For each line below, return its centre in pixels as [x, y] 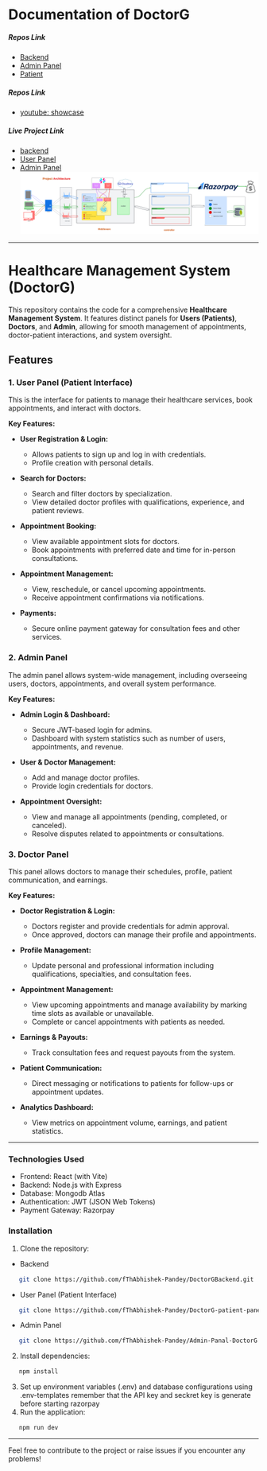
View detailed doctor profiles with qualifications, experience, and [138, 502]
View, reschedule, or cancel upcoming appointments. [119, 590]
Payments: [38, 613]
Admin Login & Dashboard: [65, 714]
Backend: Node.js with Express [70, 1185]
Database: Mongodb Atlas [62, 1193]
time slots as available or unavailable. [93, 1014]
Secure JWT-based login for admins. [92, 730]
